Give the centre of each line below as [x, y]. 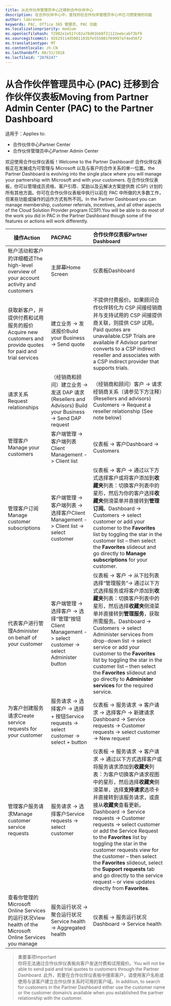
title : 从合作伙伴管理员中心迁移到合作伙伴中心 [49, 10]
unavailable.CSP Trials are [124, 336]
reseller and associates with [127, 355]
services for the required [123, 686]
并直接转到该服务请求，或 [124, 797]
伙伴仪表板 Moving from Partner [81, 97]
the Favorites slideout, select [128, 863]
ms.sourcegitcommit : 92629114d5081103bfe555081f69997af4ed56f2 [74, 39]
